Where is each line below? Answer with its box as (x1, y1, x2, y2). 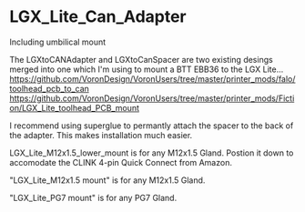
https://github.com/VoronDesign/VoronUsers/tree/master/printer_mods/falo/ (9, 73, 296, 84)
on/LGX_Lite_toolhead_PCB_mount (9, 102, 139, 113)
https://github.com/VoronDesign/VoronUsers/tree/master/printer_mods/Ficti (9, 93, 295, 104)
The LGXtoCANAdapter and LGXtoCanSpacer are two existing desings (9, 54, 273, 65)
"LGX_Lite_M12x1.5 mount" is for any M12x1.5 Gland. (9, 175, 206, 186)
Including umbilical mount (9, 36, 107, 47)
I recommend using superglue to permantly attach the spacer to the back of (9, 120, 294, 131)
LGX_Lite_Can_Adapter (9, 6, 187, 27)
